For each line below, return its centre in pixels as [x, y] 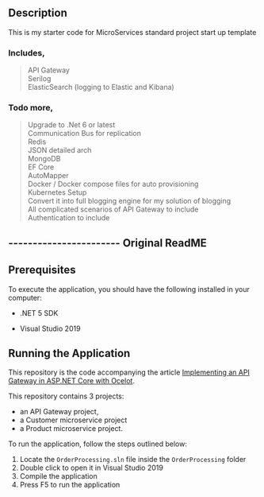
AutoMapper [48, 176]
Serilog [39, 79]
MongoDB [44, 159]
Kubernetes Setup [57, 192]
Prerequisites [42, 270]
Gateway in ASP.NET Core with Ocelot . [71, 381]
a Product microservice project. [71, 429]
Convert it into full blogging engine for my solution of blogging [129, 201]
